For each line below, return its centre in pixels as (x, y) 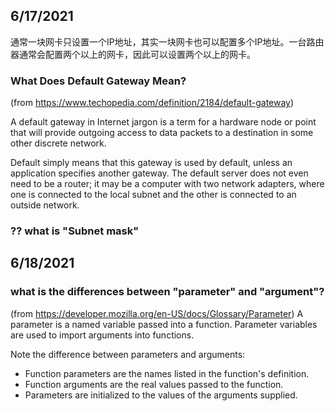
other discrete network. (58, 143)
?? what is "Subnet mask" (75, 231)
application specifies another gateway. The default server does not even (159, 173)
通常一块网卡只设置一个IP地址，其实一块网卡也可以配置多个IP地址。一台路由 (167, 41)
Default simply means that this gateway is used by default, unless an (151, 163)
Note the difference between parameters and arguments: (128, 354)
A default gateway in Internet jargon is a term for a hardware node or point (163, 122)
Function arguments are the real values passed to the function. (154, 384)
